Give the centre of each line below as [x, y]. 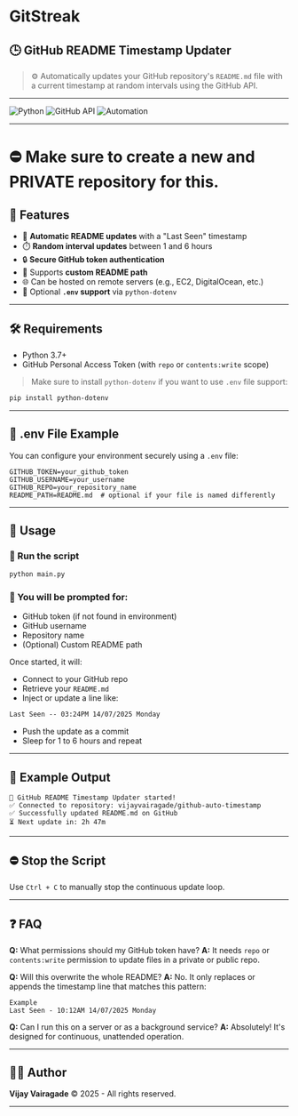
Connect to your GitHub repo [75, 679]
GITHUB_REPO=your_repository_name [73, 487]
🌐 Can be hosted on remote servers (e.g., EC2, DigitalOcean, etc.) [143, 281]
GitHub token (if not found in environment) [99, 616]
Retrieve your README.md [65, 689]
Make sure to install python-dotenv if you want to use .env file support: [159, 381]
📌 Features [39, 215]
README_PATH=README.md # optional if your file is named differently [142, 495]
